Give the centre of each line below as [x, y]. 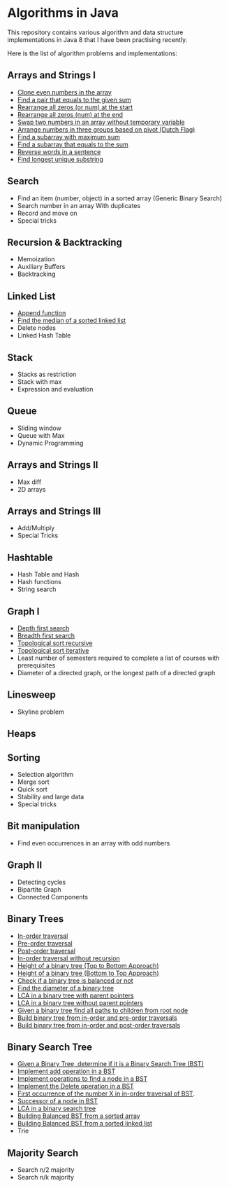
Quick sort [32, 789]
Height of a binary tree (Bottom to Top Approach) [88, 973]
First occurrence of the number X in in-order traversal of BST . [106, 1093]
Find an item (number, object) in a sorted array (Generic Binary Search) [119, 198]
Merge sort [34, 782]
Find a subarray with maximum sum [68, 137]
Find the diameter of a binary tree [65, 988]
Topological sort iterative [53, 651]
